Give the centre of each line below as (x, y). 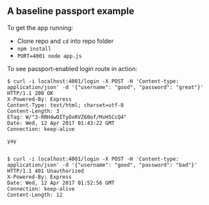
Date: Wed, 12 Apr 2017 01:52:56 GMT (61, 183)
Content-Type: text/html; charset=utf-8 (66, 105)
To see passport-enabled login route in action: (72, 68)
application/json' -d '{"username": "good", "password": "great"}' (106, 87)
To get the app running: (40, 27)
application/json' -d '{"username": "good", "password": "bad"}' (102, 165)
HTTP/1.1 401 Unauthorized (46, 171)
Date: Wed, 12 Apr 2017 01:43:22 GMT (61, 123)
